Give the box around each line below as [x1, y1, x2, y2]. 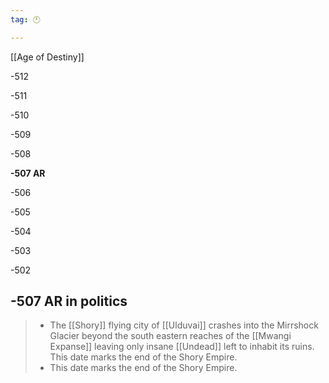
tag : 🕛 [10, 14, 41, 25]
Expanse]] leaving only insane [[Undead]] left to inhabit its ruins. [49, 341, 315, 353]
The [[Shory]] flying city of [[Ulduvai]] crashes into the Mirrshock [49, 319, 319, 331]
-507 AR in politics [10, 293, 128, 310]
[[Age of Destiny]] [10, 51, 85, 63]
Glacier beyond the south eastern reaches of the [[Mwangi [49, 330, 292, 342]
